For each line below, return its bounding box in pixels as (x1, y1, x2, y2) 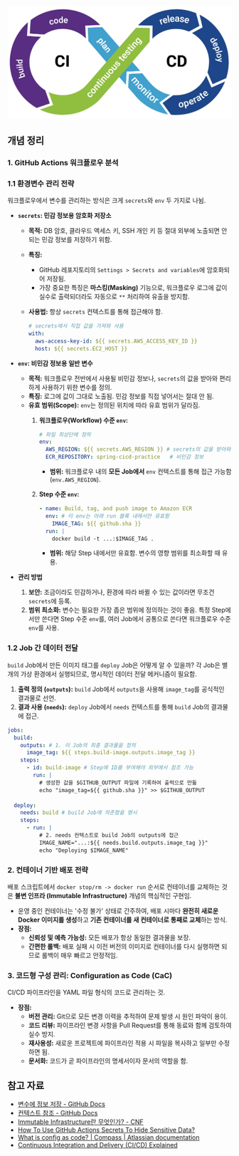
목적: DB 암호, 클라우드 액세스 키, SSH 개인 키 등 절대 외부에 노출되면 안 (28, 226, 228, 235)
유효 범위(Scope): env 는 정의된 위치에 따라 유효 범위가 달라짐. (28, 400, 201, 409)
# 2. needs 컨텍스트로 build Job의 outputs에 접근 (38, 832, 179, 839)
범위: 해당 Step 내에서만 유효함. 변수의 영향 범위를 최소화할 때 (49, 548, 221, 558)
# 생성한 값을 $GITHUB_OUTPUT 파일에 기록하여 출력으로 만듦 (38, 779, 197, 786)
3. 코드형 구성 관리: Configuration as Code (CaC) (7, 970, 173, 980)
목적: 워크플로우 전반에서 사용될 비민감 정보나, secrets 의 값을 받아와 (28, 374, 218, 382)
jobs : (7, 727, 23, 734)
